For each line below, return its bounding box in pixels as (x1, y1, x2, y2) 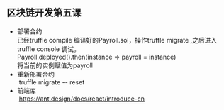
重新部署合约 (16, 70, 55, 78)
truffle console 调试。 (16, 45, 81, 53)
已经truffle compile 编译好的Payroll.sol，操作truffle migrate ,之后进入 (16, 35, 218, 44)
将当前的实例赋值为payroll (16, 61, 94, 70)
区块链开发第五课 (6, 6, 82, 19)
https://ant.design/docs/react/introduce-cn (18, 94, 145, 103)
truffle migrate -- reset (18, 77, 85, 87)
